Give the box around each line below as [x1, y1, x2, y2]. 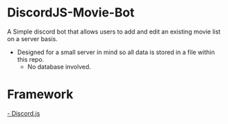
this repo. [16, 55, 45, 63]
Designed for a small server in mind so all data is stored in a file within [16, 48, 215, 56]
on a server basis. [7, 34, 58, 42]
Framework [7, 87, 73, 102]
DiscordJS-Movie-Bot [7, 5, 135, 21]
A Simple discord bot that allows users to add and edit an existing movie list [7, 27, 221, 36]
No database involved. [27, 62, 91, 71]
